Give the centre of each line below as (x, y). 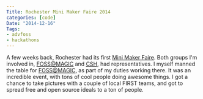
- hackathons (23, 40)
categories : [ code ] (31, 18)
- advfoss (19, 35)
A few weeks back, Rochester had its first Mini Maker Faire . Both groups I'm (102, 57)
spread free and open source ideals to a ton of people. (75, 90)
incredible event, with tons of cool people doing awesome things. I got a (97, 77)
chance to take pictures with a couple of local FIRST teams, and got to (95, 83)
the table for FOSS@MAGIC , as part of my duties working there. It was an (99, 70)
